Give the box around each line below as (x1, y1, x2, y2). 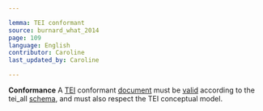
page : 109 (8, 34, 42, 42)
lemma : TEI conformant (8, 18, 85, 27)
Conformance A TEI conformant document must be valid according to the (8, 85, 255, 95)
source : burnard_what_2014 (8, 26, 100, 35)
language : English (8, 41, 70, 49)
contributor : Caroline (8, 49, 85, 57)
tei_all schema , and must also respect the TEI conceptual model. (8, 94, 223, 103)
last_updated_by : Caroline (8, 56, 100, 64)
